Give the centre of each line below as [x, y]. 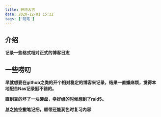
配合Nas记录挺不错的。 [33, 88]
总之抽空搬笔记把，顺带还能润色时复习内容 [48, 109]
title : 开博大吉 [20, 10]
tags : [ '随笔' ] [20, 19]
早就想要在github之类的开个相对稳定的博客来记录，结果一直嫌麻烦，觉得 [79, 82]
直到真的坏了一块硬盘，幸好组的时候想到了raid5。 [56, 99]
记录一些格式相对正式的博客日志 [37, 53]
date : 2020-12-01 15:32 [29, 14]
